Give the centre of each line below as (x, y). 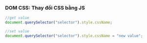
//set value (17, 31)
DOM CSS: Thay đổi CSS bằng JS (45, 8)
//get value (17, 18)
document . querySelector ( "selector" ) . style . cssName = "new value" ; (74, 36)
